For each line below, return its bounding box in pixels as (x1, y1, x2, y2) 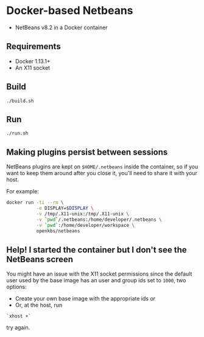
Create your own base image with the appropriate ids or (15, 295, 156, 302)
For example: (6, 188, 40, 195)
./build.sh (6, 98, 34, 104)
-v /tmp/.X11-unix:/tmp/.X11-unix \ (36, 210, 130, 217)
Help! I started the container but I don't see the (6, 245, 187, 255)
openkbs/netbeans (36, 228, 80, 234)
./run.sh (6, 130, 29, 137)
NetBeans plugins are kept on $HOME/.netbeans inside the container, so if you (6, 163, 199, 170)
